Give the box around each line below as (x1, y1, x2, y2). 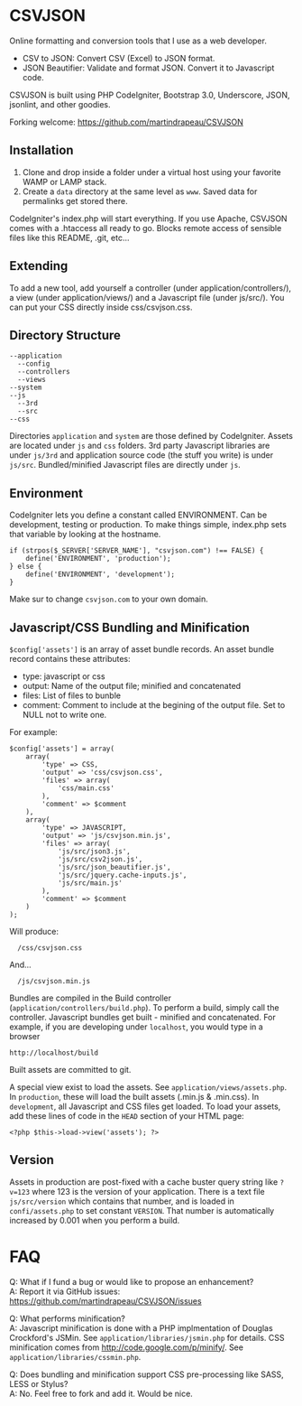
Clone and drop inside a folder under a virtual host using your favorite (22, 166, 281, 177)
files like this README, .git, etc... (9, 232, 130, 243)
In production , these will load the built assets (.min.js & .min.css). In (9, 1092, 260, 1102)
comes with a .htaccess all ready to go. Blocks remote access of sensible (9, 222, 282, 233)
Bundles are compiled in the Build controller (9, 992, 172, 1003)
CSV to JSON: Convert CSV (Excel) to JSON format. (22, 52, 215, 63)
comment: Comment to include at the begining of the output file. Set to (22, 700, 286, 710)
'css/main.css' (57, 784, 115, 793)
